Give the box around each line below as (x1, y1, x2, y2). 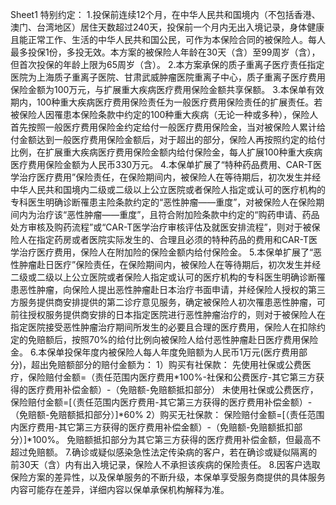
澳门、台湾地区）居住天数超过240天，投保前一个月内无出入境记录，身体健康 (10, 21, 325, 33)
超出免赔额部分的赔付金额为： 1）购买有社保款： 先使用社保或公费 (31, 359, 303, 370)
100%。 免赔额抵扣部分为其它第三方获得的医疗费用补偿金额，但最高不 (32, 434, 322, 445)
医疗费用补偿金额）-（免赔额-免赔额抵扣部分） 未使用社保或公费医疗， (27, 384, 319, 395)
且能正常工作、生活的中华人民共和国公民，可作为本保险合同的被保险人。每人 (10, 34, 326, 45)
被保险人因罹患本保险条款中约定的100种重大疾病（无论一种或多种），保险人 (10, 109, 319, 120)
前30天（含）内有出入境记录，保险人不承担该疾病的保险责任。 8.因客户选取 (10, 459, 321, 470)
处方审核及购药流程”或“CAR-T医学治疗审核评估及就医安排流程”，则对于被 (10, 221, 312, 233)
